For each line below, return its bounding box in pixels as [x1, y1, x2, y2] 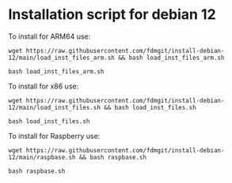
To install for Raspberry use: [8, 131, 101, 140]
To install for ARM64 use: [8, 32, 91, 41]
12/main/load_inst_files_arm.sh [8, 54, 115, 62]
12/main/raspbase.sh [8, 153, 77, 161]
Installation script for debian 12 [8, 6, 216, 24]
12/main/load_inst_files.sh [8, 103, 101, 111]
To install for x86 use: [8, 81, 79, 91]
